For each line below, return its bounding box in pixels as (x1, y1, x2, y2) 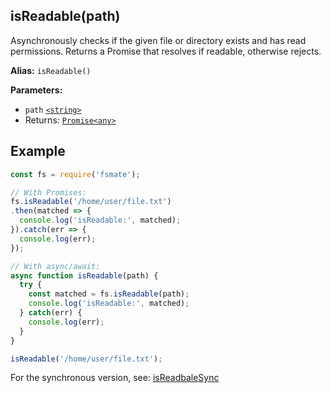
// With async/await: (10, 261, 101, 271)
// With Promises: (10, 187, 87, 198)
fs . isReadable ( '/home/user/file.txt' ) (10, 197, 172, 207)
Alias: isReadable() (10, 64, 92, 76)
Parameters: (10, 84, 63, 96)
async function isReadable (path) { (10, 270, 159, 281)
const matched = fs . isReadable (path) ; (28, 289, 190, 299)
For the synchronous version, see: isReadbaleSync (10, 372, 220, 384)
